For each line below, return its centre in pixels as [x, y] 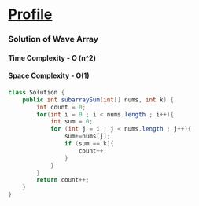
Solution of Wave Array [53, 39]
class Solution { [37, 92]
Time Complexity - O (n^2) [52, 57]
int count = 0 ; [61, 107]
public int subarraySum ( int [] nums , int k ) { [98, 100]
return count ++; [63, 180]
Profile [30, 15]
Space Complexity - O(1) [49, 75]
